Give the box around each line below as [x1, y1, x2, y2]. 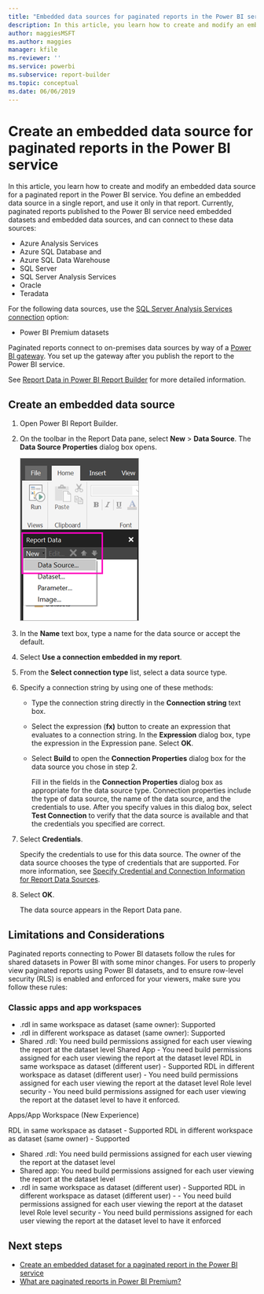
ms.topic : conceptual [8, 79, 79, 87]
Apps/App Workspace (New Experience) [8, 1111, 140, 1120]
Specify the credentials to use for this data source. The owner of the [19, 850, 241, 860]
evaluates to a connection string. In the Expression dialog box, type [31, 730, 251, 740]
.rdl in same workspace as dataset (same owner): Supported [19, 1020, 216, 1030]
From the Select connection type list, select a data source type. [19, 667, 228, 677]
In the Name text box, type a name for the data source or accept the [19, 629, 241, 638]
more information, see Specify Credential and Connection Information [19, 867, 245, 876]
